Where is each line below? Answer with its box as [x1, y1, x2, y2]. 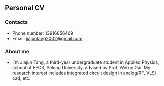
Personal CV [5, 4, 45, 12]
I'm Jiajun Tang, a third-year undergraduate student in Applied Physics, [12, 59, 159, 65]
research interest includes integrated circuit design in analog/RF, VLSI [12, 70, 156, 76]
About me [5, 48, 30, 55]
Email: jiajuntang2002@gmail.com [12, 35, 83, 41]
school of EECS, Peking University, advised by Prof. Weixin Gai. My [12, 64, 151, 70]
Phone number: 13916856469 [12, 30, 74, 36]
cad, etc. [12, 75, 31, 81]
